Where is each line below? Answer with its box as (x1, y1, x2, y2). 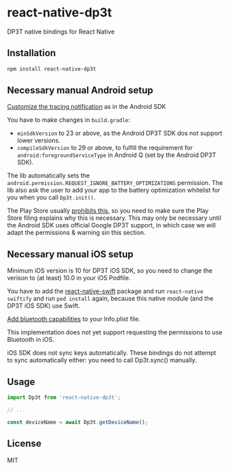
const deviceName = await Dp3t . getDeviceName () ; (7, 419, 149, 425)
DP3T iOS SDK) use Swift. (7, 301, 81, 310)
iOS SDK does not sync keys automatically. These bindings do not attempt (7, 349, 217, 357)
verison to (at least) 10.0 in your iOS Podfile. (7, 274, 131, 282)
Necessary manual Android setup (7, 84, 154, 97)
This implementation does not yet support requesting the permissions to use (7, 328, 222, 336)
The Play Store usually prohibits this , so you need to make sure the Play (7, 207, 209, 215)
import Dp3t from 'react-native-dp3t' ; (7, 394, 121, 401)
